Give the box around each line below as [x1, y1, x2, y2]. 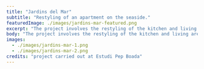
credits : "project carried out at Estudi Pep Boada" [6, 53, 143, 59]
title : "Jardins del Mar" [6, 8, 72, 15]
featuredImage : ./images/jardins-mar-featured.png [6, 20, 137, 26]
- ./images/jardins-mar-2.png [12, 48, 88, 54]
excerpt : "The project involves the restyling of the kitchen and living [6, 25, 197, 32]
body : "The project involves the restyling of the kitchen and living [6, 31, 189, 37]
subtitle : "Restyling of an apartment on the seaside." [6, 14, 151, 20]
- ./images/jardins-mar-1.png [12, 43, 88, 49]
